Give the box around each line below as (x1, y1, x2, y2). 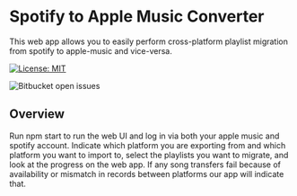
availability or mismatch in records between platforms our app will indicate (9, 168, 284, 179)
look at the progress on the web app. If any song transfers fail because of (9, 159, 281, 170)
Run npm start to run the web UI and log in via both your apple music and (9, 130, 280, 141)
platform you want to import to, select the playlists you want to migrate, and (9, 149, 289, 160)
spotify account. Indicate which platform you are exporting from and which (9, 139, 286, 150)
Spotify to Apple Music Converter (9, 6, 265, 27)
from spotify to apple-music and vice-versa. (9, 45, 172, 56)
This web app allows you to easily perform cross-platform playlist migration (9, 36, 289, 47)
